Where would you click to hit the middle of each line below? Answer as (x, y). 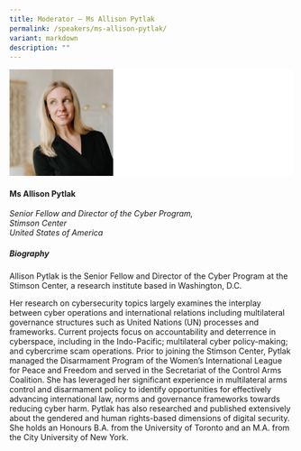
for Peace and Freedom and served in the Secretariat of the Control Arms (146, 371)
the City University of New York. (69, 437)
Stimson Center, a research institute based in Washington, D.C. (126, 286)
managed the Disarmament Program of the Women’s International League (146, 361)
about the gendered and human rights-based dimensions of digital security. (150, 419)
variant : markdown (44, 38)
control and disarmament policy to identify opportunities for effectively (141, 390)
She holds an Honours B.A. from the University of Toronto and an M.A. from (150, 428)
